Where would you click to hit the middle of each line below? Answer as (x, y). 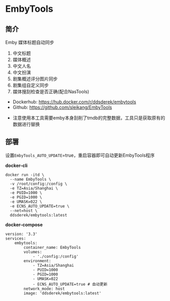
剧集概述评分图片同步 (35, 79)
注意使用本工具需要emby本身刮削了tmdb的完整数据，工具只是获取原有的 (89, 118)
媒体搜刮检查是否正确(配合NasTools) (51, 92)
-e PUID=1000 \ (26, 192)
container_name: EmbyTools (52, 247)
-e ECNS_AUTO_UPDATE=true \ (40, 206)
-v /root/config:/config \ (39, 184)
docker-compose (24, 224)
